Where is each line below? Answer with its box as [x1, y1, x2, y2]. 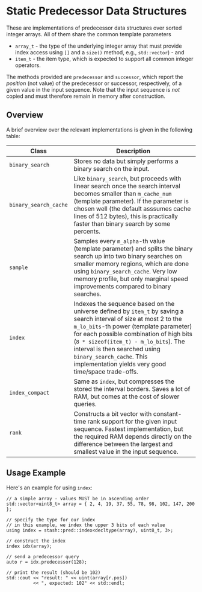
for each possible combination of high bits [73, 329, 192, 338]
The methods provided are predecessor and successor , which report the [6, 73, 183, 80]
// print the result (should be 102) [6, 569, 101, 576]
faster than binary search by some [73, 219, 171, 228]
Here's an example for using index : [6, 484, 93, 491]
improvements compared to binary [73, 282, 171, 290]
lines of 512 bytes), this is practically [73, 212, 179, 220]
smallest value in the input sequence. [73, 447, 179, 456]
